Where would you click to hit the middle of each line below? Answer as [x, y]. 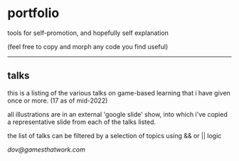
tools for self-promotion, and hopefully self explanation [88, 33]
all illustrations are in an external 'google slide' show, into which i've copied [117, 114]
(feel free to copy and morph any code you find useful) [88, 46]
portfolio [33, 13]
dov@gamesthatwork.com [46, 149]
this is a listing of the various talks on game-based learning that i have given [119, 93]
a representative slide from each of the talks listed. [82, 122]
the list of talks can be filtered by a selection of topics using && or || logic [115, 135]
